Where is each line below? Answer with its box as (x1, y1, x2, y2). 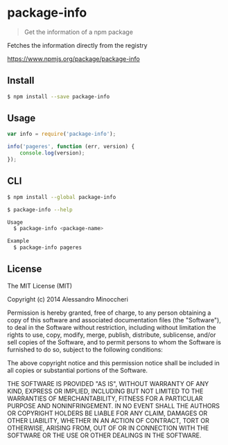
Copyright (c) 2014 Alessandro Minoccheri (7, 295, 128, 303)
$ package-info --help (7, 206, 73, 213)
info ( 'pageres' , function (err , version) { (7, 143, 135, 150)
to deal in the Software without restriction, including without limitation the (7, 323, 216, 331)
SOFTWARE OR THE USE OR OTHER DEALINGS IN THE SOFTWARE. (7, 431, 202, 439)
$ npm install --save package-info (7, 93, 110, 100)
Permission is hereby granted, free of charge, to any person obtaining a (7, 308, 211, 317)
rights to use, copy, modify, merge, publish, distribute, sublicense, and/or (7, 331, 216, 339)
